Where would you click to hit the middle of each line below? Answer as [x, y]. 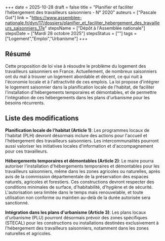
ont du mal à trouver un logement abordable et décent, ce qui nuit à [74, 77]
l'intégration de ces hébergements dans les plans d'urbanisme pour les [77, 97]
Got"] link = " [19, 18]
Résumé [18, 54]
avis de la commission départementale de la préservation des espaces [77, 176]
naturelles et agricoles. [28, 233]
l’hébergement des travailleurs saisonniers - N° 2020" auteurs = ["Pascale [81, 12]
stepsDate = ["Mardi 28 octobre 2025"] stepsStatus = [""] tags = [71, 33]
